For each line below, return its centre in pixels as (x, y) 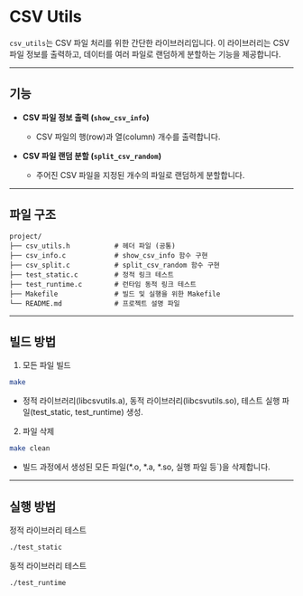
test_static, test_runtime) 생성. (88, 412)
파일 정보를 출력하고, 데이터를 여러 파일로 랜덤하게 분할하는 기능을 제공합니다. (145, 54)
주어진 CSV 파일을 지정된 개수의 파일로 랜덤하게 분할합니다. (140, 175)
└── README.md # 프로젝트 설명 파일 (95, 303)
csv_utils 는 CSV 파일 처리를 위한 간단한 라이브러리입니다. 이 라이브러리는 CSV (150, 43)
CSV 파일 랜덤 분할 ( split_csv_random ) (92, 156)
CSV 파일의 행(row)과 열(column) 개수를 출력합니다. (128, 137)
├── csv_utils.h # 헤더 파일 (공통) (92, 246)
